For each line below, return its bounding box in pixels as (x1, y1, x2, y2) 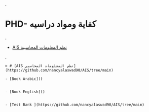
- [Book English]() (5, 89, 45, 94)
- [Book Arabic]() (5, 76, 43, 81)
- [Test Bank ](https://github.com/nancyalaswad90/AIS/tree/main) (5, 102, 145, 107)
